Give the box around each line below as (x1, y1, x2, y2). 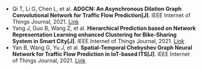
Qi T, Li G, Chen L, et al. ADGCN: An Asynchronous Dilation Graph (12, 5, 182, 12)
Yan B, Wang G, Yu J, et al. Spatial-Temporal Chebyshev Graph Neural (12, 44, 193, 51)
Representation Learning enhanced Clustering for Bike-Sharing (12, 31, 177, 38)
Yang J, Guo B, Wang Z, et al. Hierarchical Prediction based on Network (12, 24, 196, 32)
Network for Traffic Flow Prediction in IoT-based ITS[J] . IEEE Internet (12, 51, 190, 57)
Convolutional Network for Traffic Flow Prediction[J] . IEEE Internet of (12, 12, 191, 19)
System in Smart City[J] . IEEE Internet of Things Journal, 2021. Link (12, 38, 185, 44)
